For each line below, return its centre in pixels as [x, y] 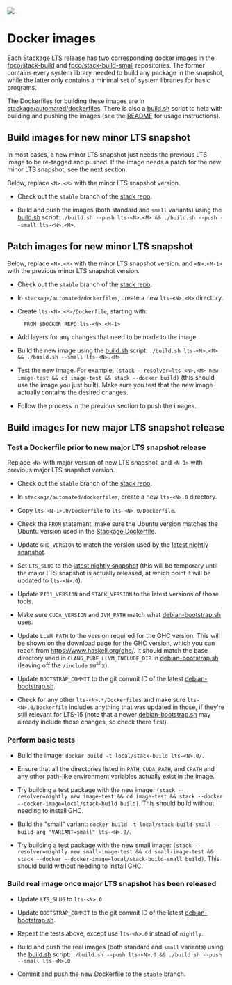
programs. [22, 87]
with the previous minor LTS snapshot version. [74, 270]
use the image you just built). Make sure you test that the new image [115, 385]
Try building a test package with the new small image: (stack [105, 845]
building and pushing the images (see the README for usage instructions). [114, 116]
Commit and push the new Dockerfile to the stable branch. [101, 974]
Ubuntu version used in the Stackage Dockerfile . [86, 532]
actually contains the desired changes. [73, 392]
